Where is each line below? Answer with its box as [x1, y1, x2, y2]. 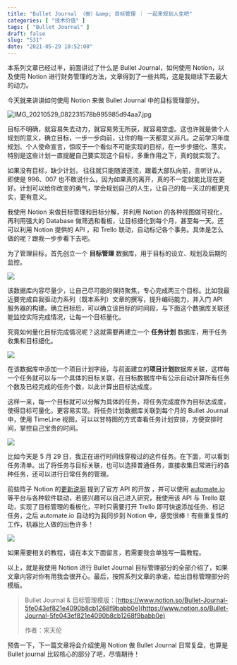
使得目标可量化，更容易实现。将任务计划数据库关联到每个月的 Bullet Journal [7, 407, 229, 414]
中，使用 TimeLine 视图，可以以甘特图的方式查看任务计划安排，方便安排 [7, 415, 217, 424]
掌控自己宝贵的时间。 [19, 424, 82, 432]
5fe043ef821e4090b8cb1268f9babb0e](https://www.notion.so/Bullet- [24, 604, 229, 612]
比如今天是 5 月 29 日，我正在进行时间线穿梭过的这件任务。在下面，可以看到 [7, 453, 230, 460]
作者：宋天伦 [24, 626, 62, 634]
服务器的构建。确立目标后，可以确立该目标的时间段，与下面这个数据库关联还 [7, 304, 230, 312]
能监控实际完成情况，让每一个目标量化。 [7, 313, 125, 321]
